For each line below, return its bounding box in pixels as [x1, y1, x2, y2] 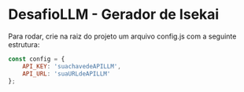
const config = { [8, 55, 65, 63]
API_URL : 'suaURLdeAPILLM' [22, 69, 111, 78]
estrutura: [8, 39, 40, 49]
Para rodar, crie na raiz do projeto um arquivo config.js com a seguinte [8, 31, 237, 41]
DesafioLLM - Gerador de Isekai [8, 6, 220, 24]
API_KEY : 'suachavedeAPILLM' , [22, 62, 122, 70]
